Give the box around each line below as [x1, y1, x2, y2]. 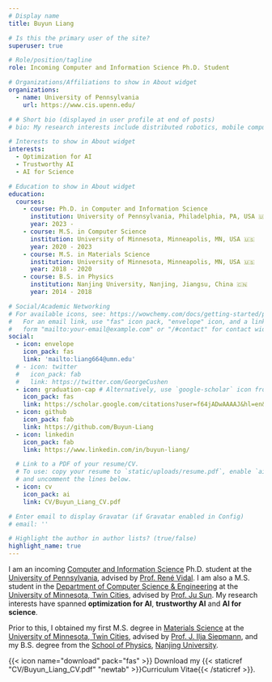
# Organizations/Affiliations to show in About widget [8, 79, 198, 87]
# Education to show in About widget [8, 182, 136, 190]
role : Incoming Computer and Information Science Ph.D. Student [8, 64, 230, 72]
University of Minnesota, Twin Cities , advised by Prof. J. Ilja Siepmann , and [8, 632, 258, 641]
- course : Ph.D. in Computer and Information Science [23, 205, 208, 213]
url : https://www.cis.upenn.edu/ [23, 100, 136, 109]
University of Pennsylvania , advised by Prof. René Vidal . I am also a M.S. [8, 573, 250, 582]
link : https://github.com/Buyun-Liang [23, 423, 154, 431]
